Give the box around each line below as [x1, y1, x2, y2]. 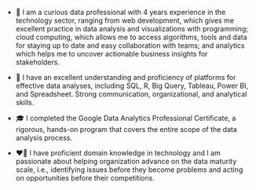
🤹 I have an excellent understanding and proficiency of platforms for [15, 73, 236, 82]
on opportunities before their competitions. [15, 174, 155, 182]
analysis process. [15, 133, 73, 142]
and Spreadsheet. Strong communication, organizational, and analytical [15, 90, 247, 98]
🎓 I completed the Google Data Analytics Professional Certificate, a [15, 114, 236, 122]
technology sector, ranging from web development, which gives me [15, 16, 234, 25]
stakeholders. [15, 57, 60, 67]
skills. [15, 98, 35, 107]
